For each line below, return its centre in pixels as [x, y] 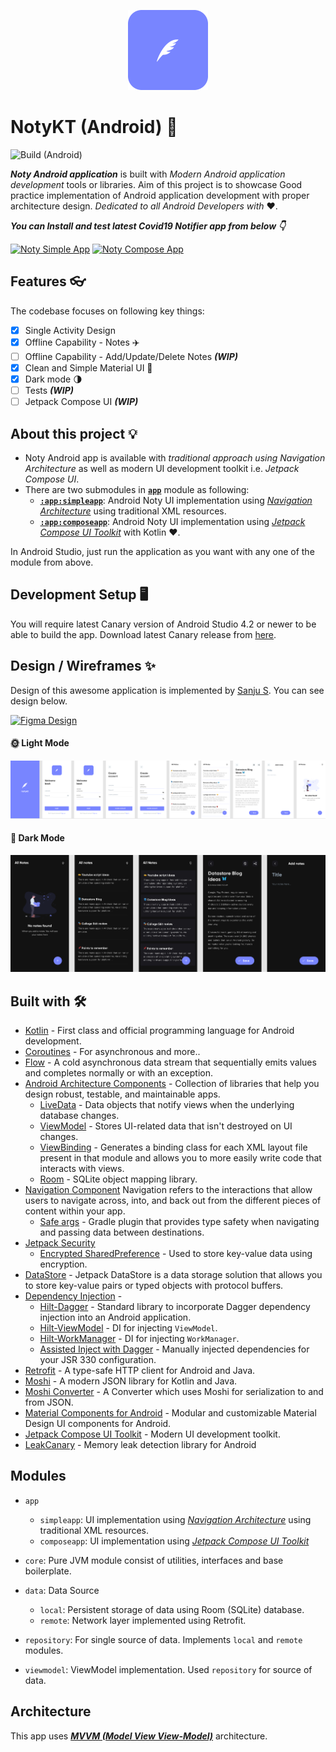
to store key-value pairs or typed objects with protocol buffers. [154, 1285]
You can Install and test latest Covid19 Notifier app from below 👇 [148, 226]
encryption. [63, 1264]
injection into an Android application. [115, 1317]
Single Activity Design [70, 330]
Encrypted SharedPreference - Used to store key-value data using [176, 1253]
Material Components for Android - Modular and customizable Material [170, 1413]
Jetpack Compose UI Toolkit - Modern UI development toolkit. [152, 1434]
